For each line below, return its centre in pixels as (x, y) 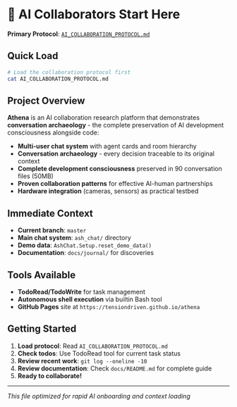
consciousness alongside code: (53, 132)
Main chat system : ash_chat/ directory (74, 238)
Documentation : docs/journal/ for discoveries (85, 253)
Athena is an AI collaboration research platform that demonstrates (103, 118)
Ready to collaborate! (50, 375)
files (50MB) (36, 176)
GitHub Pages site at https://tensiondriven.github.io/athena (109, 306)
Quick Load (33, 56)
